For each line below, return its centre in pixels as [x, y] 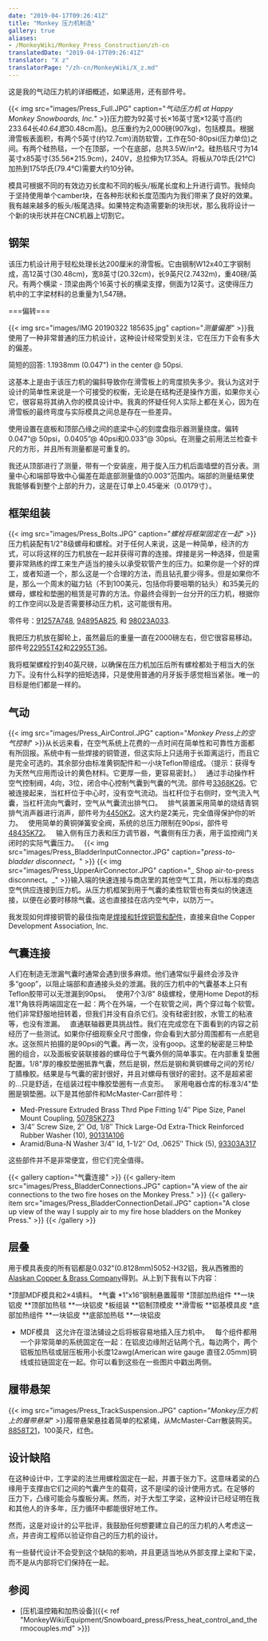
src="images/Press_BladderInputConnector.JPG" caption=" [106, 852]
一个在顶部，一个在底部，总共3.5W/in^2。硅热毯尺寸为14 [164, 148]
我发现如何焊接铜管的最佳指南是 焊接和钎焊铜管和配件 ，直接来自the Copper [132, 917]
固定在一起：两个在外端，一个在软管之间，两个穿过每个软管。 [158, 1004]
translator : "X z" [39, 61]
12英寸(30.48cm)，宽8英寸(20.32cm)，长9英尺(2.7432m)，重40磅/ [140, 273]
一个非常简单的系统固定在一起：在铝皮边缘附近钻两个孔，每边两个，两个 [138, 1342]
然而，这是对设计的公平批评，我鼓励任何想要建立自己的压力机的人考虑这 [127, 1525]
